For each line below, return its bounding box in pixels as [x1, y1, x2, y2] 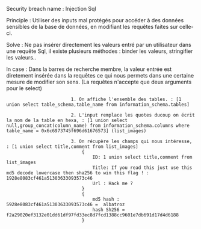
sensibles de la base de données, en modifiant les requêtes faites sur [6, 23, 179, 30]
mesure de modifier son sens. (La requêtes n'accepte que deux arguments [6, 78, 192, 85]
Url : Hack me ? [92, 180, 134, 186]
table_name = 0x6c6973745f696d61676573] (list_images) [6, 128, 147, 134]
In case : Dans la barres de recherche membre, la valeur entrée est [6, 66, 172, 73]
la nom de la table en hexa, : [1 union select [6, 117, 128, 123]
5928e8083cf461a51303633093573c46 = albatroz [6, 201, 125, 207]
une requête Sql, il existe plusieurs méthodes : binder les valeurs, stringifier [6, 47, 193, 55]
